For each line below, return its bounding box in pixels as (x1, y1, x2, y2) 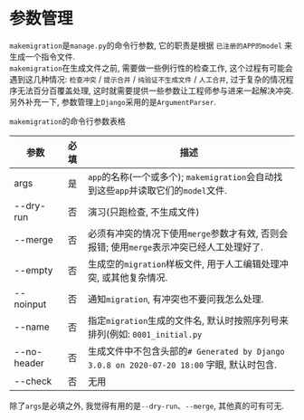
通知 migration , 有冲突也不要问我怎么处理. (87, 292, 264, 305)
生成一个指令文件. (9, 51, 76, 62)
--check (14, 375, 52, 387)
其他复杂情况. (110, 271, 168, 283)
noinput (14, 298, 47, 310)
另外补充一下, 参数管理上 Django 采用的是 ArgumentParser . (9, 96, 217, 107)
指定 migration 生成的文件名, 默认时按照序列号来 (87, 314, 289, 327)
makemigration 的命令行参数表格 (9, 115, 127, 127)
